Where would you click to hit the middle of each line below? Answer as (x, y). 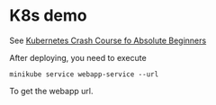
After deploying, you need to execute (78, 57)
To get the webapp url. (51, 91)
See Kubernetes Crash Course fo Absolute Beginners (108, 40)
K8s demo (48, 16)
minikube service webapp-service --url (84, 74)
